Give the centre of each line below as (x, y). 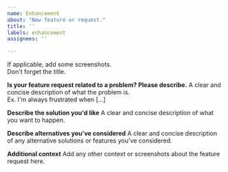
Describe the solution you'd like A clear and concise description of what (111, 113)
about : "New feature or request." (57, 20)
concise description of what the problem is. (69, 93)
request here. (26, 161)
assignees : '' (27, 39)
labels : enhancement (37, 33)
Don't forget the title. (37, 72)
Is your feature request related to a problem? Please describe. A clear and (114, 85)
